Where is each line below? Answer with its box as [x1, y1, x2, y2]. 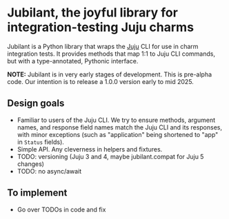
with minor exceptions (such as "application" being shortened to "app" [17, 130, 219, 138]
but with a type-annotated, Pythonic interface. [7, 56, 139, 65]
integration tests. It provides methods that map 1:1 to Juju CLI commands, [7, 50, 216, 58]
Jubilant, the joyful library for [7, 5, 178, 21]
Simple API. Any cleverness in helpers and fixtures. [17, 145, 163, 153]
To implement [7, 187, 68, 199]
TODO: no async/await [17, 167, 82, 175]
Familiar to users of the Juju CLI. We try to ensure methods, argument [17, 116, 216, 124]
